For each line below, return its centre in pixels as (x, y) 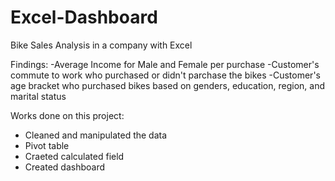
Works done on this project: (67, 115)
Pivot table (47, 145)
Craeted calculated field (74, 156)
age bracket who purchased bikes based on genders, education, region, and (168, 85)
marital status (38, 96)
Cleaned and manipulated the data (96, 135)
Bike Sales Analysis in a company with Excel (101, 45)
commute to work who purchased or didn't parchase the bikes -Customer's (165, 75)
